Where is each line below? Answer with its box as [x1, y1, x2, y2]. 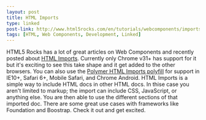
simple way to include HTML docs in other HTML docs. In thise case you [6, 80, 189, 88]
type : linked [6, 20, 40, 26]
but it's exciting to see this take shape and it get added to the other [6, 62, 176, 69]
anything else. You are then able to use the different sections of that [6, 94, 178, 101]
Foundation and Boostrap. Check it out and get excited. [6, 107, 146, 114]
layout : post [6, 9, 40, 15]
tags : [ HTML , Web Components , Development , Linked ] [6, 32, 141, 38]
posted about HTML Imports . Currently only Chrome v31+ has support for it [6, 55, 197, 62]
